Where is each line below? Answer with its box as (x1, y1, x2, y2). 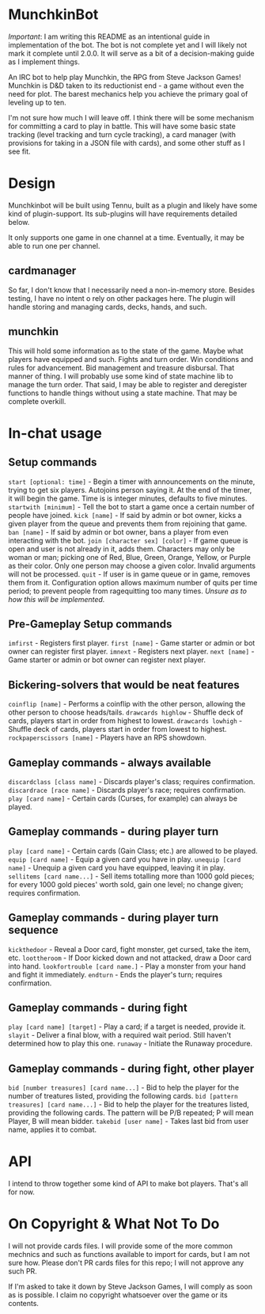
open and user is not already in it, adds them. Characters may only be (8, 544, 236, 554)
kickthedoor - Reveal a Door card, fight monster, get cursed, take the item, (8, 944, 251, 954)
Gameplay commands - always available (8, 756, 211, 769)
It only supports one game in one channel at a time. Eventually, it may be (8, 232, 245, 242)
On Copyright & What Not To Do (8, 1215, 220, 1233)
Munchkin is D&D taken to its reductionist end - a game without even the (8, 81, 244, 90)
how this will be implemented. (8, 594, 105, 604)
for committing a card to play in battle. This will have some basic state (8, 121, 236, 131)
